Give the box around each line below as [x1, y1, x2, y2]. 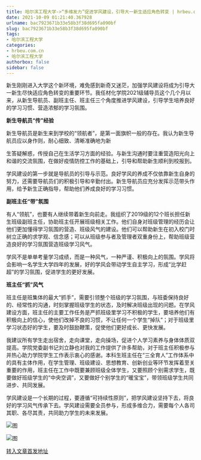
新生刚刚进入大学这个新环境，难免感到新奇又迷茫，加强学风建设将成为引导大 [6, 82, 195, 89]
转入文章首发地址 [6, 447, 48, 455]
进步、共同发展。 [6, 381, 48, 389]
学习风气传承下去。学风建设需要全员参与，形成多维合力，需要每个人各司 [16, 402, 195, 409]
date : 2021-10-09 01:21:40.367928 [6, 14, 93, 20]
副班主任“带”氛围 [6, 198, 49, 205]
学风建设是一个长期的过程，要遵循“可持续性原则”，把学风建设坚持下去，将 [6, 394, 190, 402]
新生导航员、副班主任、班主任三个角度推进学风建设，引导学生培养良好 [22, 97, 195, 104]
